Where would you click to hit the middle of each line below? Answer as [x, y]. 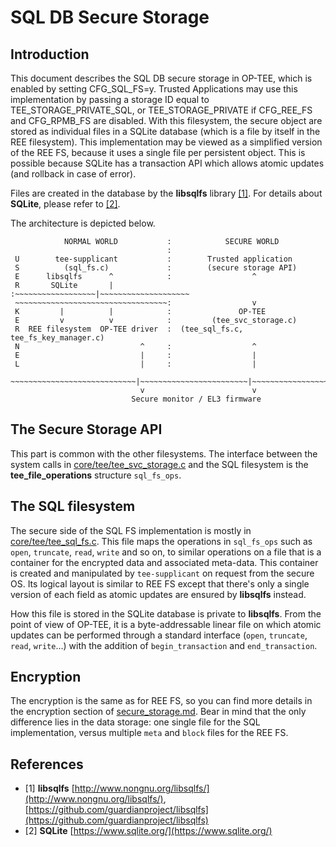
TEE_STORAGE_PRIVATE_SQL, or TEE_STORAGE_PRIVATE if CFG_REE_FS [161, 110]
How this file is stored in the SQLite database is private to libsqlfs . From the [166, 613]
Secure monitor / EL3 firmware [196, 399]
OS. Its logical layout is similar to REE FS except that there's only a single [160, 583]
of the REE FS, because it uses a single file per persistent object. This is [158, 152]
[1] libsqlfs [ [49, 788]
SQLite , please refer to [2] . [65, 204]
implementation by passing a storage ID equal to [110, 99]
